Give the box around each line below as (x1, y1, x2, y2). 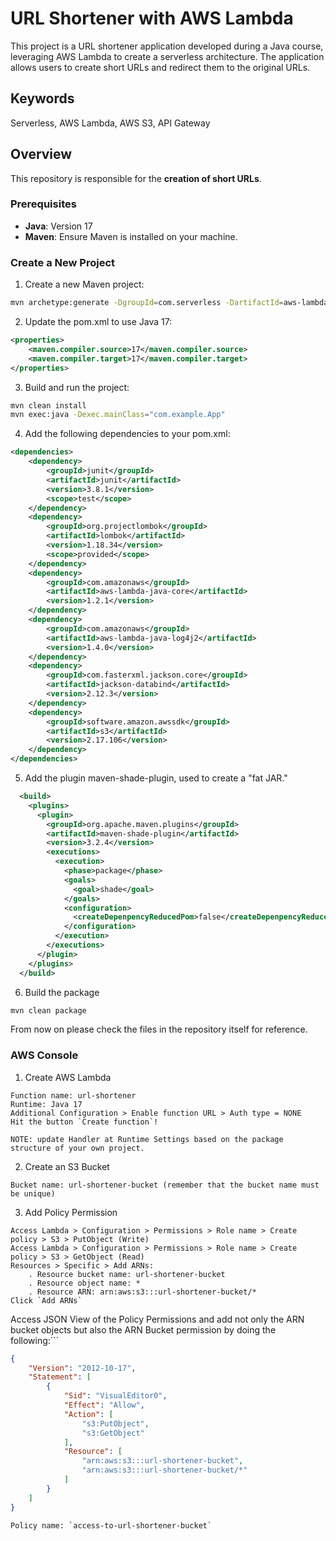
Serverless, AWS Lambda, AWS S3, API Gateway (10, 117, 211, 129)
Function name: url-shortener (10, 1090, 137, 1101)
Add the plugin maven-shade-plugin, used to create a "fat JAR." (24, 772, 288, 784)
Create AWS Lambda (24, 1071, 112, 1083)
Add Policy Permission (24, 1206, 118, 1218)
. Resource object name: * (28, 1278, 141, 1288)
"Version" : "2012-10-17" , (28, 1363, 137, 1373)
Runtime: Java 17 (10, 1099, 83, 1109)
